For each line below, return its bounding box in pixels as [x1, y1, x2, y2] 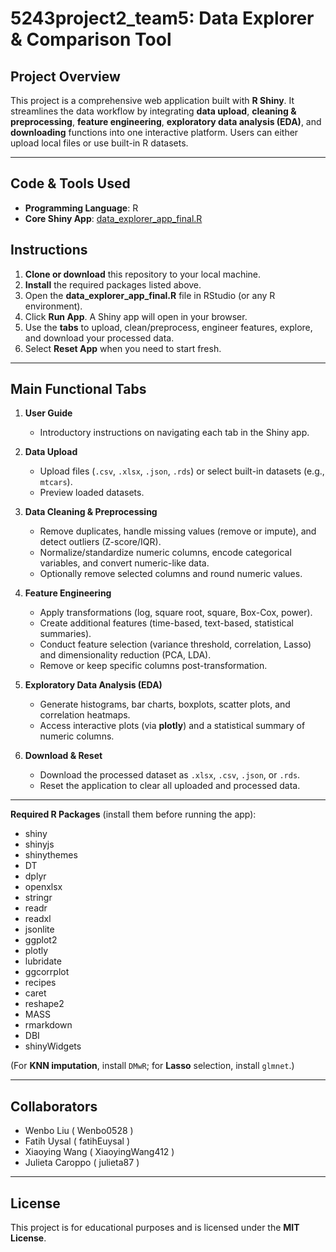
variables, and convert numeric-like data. [39, 557, 210, 569]
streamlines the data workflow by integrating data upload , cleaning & [10, 105, 297, 117]
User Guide [24, 407, 73, 419]
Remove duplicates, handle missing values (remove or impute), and [39, 525, 317, 537]
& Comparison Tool [10, 28, 172, 51]
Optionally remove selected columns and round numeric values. [39, 568, 303, 580]
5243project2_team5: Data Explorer [10, 7, 315, 30]
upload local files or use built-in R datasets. [10, 137, 189, 149]
